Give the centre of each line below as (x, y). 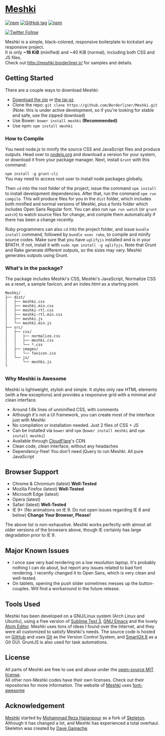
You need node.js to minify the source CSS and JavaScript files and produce (83, 149)
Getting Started (29, 78)
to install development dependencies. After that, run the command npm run (81, 193)
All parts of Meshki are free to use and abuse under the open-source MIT (80, 669)
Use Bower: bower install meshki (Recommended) (65, 120)
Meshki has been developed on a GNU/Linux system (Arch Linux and (75, 616)
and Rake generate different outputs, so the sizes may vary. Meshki (73, 250)
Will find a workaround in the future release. (75, 589)
